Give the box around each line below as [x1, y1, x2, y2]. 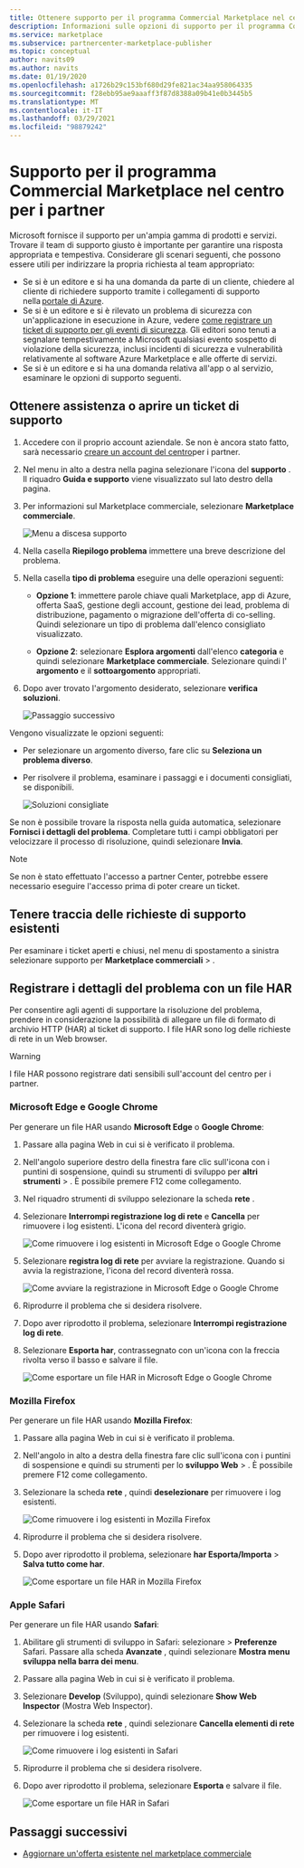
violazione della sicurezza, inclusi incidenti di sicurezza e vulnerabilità [22, 343, 283, 354]
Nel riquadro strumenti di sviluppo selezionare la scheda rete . [22, 1193, 255, 1204]
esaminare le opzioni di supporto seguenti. [22, 372, 182, 383]
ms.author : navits [9, 64, 79, 73]
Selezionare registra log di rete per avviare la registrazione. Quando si [22, 1255, 285, 1266]
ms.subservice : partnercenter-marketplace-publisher [9, 38, 213, 48]
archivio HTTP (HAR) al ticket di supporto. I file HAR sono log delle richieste [9, 1024, 291, 1035]
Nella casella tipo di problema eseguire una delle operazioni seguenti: [22, 572, 284, 583]
